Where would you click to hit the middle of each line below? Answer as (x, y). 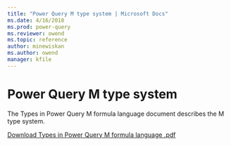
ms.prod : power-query (39, 27)
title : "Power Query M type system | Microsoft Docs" (88, 14)
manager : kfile (30, 60)
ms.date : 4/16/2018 (36, 20)
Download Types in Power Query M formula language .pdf (92, 135)
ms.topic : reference (38, 40)
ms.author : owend (33, 53)
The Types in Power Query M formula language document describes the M (116, 114)
